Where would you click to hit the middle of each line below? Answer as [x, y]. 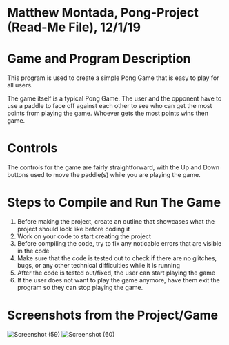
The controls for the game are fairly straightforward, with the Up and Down [113, 167]
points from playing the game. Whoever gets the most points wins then [108, 113]
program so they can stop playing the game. [80, 287]
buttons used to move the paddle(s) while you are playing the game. [104, 175]
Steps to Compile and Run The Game [114, 203]
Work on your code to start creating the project [84, 236]
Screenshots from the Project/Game [113, 315]
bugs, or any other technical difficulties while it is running [99, 265]
